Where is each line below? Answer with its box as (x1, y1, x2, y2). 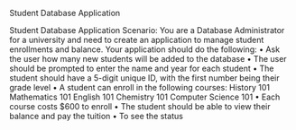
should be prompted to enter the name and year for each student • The (9, 63, 274, 74)
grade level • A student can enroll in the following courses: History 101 (9, 82, 271, 92)
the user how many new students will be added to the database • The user (9, 54, 287, 64)
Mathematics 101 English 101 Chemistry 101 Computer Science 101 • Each (9, 91, 281, 102)
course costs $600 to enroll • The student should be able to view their (9, 101, 271, 111)
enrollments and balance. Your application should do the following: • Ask (9, 44, 281, 55)
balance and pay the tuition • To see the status (9, 111, 183, 121)
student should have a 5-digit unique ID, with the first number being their (9, 73, 280, 83)
